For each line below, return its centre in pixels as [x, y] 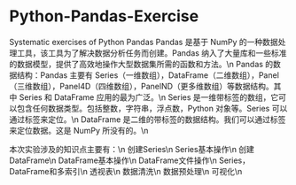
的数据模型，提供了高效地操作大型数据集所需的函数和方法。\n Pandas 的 [141, 64]
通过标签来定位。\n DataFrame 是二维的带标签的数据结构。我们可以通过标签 [148, 119]
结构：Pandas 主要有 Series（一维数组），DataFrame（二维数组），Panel [148, 75]
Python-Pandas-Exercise [104, 16]
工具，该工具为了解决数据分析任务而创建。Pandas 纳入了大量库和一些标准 [152, 53]
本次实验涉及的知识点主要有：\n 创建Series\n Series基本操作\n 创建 [132, 149]
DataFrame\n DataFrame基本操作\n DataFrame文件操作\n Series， [130, 160]
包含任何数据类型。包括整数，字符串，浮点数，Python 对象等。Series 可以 [152, 108]
